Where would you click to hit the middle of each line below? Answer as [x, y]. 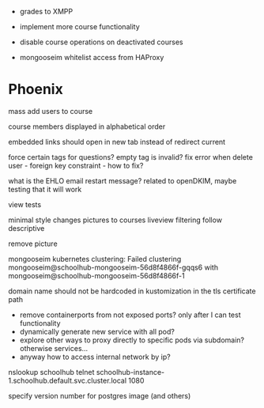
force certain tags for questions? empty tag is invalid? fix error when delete [130, 157]
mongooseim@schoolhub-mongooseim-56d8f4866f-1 [96, 275]
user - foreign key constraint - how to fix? [76, 165]
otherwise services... [54, 348]
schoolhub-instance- [130, 372]
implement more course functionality [79, 26]
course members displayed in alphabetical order [87, 127]
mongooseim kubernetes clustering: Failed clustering [95, 259]
